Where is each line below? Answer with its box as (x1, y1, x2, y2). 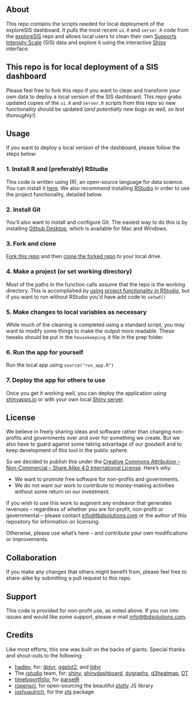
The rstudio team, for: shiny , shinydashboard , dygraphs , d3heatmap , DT (14, 669, 188, 676)
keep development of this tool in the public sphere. (6, 447, 129, 454)
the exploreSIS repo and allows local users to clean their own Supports (6, 32, 177, 40)
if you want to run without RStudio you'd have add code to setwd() (6, 293, 166, 300)
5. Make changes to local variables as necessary (6, 307, 147, 316)
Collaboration (6, 553, 57, 563)
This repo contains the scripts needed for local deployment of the (6, 20, 164, 27)
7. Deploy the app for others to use (6, 376, 106, 384)
